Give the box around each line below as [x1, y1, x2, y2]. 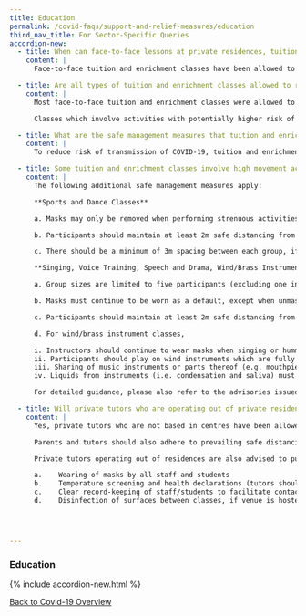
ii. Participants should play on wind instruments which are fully [33, 354, 296, 363]
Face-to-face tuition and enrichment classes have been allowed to [33, 65, 296, 74]
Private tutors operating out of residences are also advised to [33, 454, 287, 464]
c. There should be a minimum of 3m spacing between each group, [33, 247, 287, 256]
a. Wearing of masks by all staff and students [33, 471, 230, 480]
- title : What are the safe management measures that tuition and [17, 131, 275, 140]
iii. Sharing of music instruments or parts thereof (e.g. [33, 362, 262, 372]
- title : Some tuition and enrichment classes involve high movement [17, 164, 287, 173]
